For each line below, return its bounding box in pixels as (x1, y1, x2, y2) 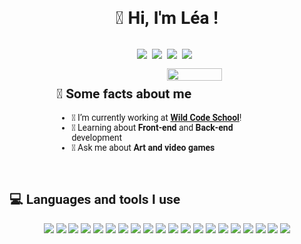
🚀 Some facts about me (56, 86, 192, 102)
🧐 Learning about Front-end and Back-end (71, 122, 234, 133)
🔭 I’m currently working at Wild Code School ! (71, 112, 242, 123)
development (71, 132, 122, 143)
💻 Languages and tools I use (9, 192, 181, 208)
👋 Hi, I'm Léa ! (115, 7, 219, 29)
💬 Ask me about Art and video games (71, 142, 216, 153)
